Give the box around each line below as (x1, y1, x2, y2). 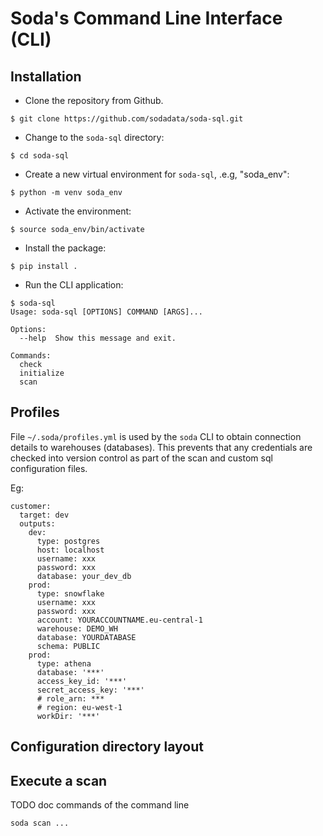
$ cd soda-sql (10, 151, 70, 161)
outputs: (19, 518, 56, 529)
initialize (19, 368, 65, 378)
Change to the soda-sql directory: (24, 132, 165, 143)
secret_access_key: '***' (36, 685, 145, 695)
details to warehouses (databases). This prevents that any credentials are (10, 441, 313, 453)
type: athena (36, 658, 92, 669)
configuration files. (10, 462, 88, 474)
